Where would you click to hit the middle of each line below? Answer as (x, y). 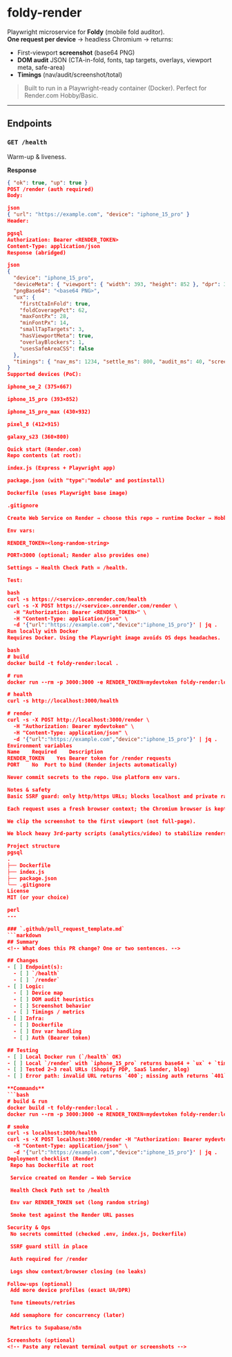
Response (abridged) (37, 253)
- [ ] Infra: (26, 1019)
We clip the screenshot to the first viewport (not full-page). (101, 821)
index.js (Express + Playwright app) (61, 468)
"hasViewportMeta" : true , (57, 336)
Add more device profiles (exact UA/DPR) (70, 1291)
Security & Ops (29, 1228)
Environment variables (40, 746)
